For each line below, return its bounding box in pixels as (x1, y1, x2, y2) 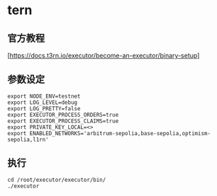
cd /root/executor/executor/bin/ (7, 176, 106, 183)
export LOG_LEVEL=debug (7, 98, 78, 106)
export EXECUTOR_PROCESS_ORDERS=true (7, 111, 119, 118)
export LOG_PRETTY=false (7, 105, 81, 112)
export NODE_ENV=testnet (7, 93, 81, 100)
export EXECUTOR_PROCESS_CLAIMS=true (7, 117, 119, 125)
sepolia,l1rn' (7, 136, 50, 143)
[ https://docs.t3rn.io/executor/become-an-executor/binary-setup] (7, 52, 200, 59)
